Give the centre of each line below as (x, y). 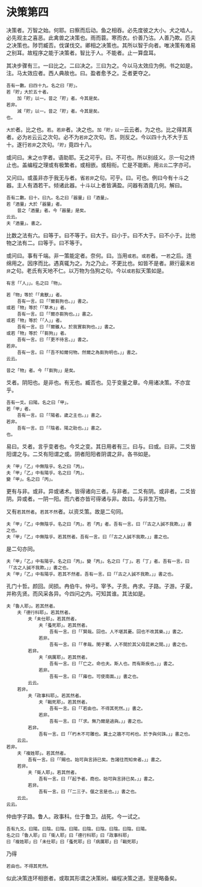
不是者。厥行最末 (169, 263)
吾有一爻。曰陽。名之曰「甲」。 (39, 402)
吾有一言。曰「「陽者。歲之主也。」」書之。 (61, 415)
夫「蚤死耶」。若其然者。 (64, 625)
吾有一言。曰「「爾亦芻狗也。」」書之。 (56, 314)
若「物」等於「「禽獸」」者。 (35, 295)
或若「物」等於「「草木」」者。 (38, 308)
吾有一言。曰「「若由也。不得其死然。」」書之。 (97, 708)
